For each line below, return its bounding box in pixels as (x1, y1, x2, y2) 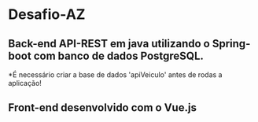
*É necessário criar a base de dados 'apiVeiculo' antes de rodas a (8, 70, 223, 79)
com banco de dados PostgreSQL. (33, 49, 205, 62)
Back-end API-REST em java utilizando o (8, 37, 210, 50)
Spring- (212, 37, 251, 50)
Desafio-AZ (8, 6, 86, 24)
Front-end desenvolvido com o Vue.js (8, 101, 197, 115)
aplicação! (8, 79, 42, 87)
